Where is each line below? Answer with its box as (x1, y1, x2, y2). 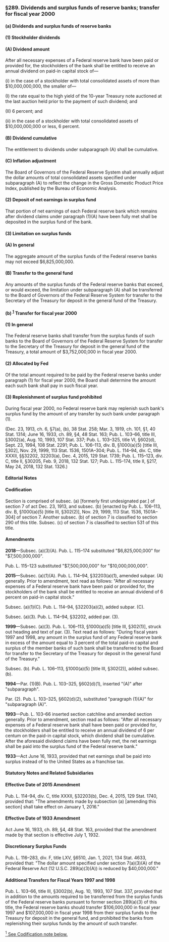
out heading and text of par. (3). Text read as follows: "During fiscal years (5, 629, 158, 635)
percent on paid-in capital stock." (5, 594, 75, 600)
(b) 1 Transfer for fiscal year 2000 (5, 309, 77, 316)
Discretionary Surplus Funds (5, 843, 67, 849)
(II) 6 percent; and (5, 108, 43, 114)
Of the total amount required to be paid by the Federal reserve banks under (5, 371, 161, 378)
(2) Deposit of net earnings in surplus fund (5, 197, 96, 203)
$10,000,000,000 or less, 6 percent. (5, 123, 80, 130)
